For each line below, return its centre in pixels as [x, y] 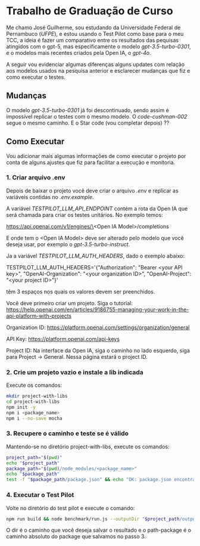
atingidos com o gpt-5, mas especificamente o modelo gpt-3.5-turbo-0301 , [99, 46]
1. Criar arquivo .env [36, 178]
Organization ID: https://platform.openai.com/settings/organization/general [98, 327]
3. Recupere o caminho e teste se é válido [68, 433]
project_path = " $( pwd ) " [34, 457]
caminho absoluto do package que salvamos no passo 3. [76, 536]
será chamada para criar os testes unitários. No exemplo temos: [85, 215]
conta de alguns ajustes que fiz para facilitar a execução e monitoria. [91, 162]
